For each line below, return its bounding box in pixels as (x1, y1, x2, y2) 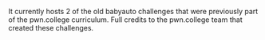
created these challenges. (8, 24, 94, 32)
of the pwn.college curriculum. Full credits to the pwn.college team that (8, 15, 243, 24)
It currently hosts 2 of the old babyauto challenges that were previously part (8, 7, 259, 16)
